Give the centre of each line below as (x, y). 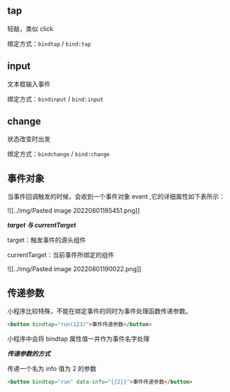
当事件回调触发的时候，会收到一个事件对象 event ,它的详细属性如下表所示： (116, 197)
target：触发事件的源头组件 (47, 240)
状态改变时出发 (29, 139)
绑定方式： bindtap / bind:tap (49, 44)
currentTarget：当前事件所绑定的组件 (61, 255)
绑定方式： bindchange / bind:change (59, 154)
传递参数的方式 (29, 353)
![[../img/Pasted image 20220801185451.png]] (74, 211)
